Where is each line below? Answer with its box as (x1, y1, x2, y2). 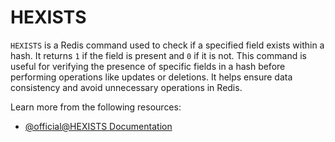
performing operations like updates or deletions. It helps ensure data (10, 71, 293, 83)
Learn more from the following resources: (10, 101, 182, 113)
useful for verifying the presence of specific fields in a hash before (10, 60, 286, 72)
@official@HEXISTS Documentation (24, 120, 173, 132)
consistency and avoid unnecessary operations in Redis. (10, 81, 243, 93)
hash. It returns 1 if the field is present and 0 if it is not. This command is (10, 49, 307, 61)
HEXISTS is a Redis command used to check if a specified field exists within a (10, 39, 325, 51)
